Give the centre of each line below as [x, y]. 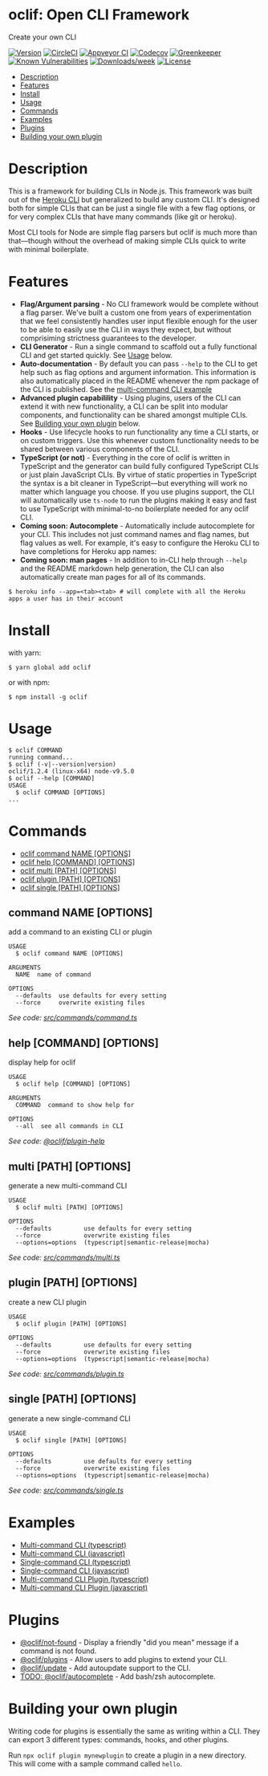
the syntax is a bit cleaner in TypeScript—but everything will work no [134, 483]
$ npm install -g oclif [48, 697]
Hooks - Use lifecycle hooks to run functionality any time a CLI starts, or [139, 432]
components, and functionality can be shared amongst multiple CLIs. [134, 414]
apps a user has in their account [66, 599]
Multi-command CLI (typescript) [73, 1545]
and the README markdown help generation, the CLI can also [122, 568]
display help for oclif [42, 1062]
